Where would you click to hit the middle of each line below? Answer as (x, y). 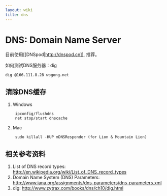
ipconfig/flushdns (35, 114)
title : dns (17, 15)
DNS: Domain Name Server (63, 40)
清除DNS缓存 (26, 92)
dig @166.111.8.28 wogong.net (37, 75)
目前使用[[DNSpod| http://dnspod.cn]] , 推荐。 (53, 54)
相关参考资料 (25, 154)
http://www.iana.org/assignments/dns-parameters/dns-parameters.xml (87, 183)
